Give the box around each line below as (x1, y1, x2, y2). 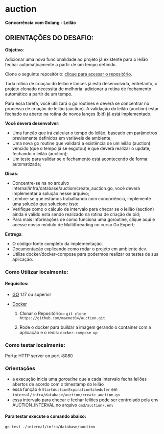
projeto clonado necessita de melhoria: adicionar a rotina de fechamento (5, 86, 152, 92)
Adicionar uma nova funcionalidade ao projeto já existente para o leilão (5, 56, 148, 62)
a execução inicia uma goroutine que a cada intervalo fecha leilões (12, 376, 147, 382)
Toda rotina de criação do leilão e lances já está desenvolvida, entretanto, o (5, 80, 158, 86)
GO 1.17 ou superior (12, 291, 51, 297)
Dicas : (5, 170, 19, 176)
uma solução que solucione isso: (12, 201, 79, 207)
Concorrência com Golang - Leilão (5, 20, 76, 25)
